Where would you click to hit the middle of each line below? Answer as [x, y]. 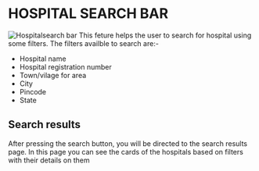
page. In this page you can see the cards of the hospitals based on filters [126, 151]
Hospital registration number [65, 66]
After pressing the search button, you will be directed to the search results [128, 143]
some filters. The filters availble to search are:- [83, 43]
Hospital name [43, 59]
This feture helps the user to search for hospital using [165, 35]
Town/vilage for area [53, 75]
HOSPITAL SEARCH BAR [88, 14]
